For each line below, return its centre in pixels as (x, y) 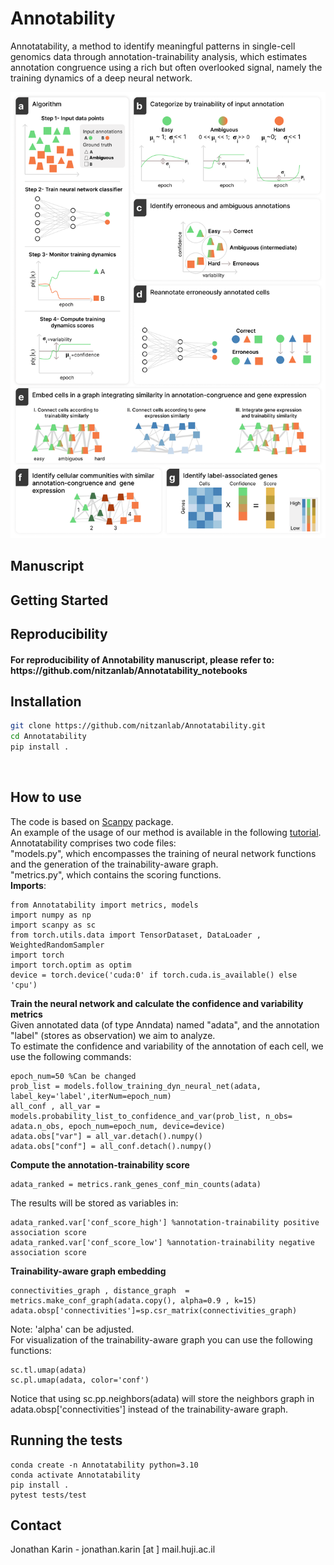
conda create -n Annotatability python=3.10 (104, 1465)
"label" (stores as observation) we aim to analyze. (113, 1035)
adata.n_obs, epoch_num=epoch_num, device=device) (118, 1126)
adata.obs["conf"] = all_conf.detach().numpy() (111, 1146)
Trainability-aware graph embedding (88, 1271)
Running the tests (66, 1440)
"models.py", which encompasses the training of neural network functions (163, 853)
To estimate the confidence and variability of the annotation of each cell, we (167, 1046)
